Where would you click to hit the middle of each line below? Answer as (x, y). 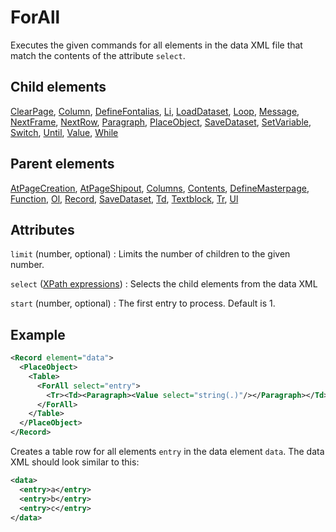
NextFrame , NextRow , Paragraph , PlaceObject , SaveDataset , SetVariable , (161, 122)
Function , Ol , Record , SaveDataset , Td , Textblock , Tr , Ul (124, 198)
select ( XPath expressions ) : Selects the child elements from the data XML (164, 284)
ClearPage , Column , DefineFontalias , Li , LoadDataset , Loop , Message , (155, 111)
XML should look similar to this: (75, 462)
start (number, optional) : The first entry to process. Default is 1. (143, 303)
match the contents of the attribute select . (98, 55)
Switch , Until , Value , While (64, 132)
